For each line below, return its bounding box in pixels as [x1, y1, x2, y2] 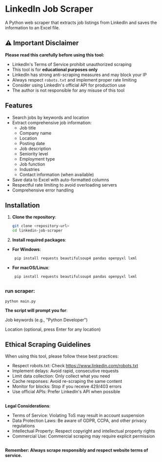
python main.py [5, 299, 36, 304]
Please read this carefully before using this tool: [5, 52, 104, 58]
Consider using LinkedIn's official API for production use [12, 82, 126, 88]
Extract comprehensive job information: [12, 120, 92, 126]
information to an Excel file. [5, 24, 60, 30]
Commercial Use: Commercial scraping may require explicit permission [12, 433, 155, 439]
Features [5, 102, 33, 110]
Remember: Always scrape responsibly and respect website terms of [5, 447, 148, 453]
